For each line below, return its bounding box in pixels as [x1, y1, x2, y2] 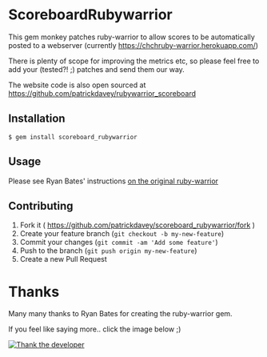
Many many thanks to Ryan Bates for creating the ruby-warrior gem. [8, 309, 233, 319]
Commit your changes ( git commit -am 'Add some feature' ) [19, 238, 218, 247]
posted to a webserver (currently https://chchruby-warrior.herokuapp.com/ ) [8, 40, 258, 50]
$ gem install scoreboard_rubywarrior [8, 133, 137, 141]
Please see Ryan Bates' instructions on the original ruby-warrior [8, 176, 218, 186]
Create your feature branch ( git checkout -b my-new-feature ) [19, 229, 225, 239]
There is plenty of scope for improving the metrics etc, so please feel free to [8, 56, 260, 66]
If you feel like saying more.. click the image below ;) [8, 324, 181, 334]
